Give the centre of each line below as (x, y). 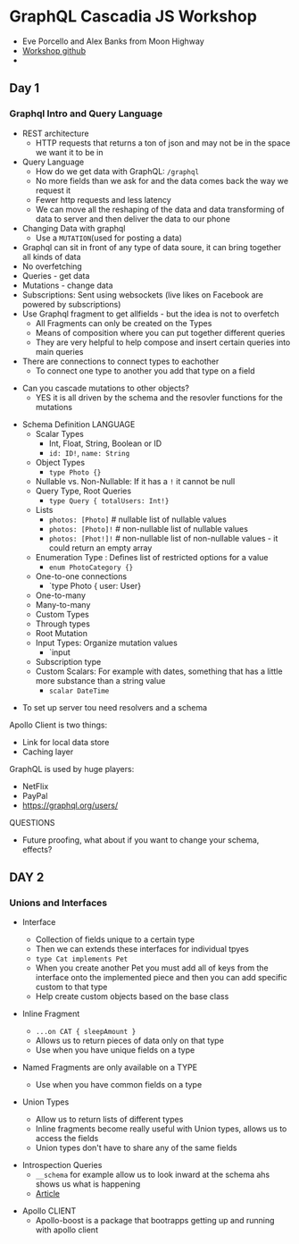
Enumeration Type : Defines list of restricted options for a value (152, 557)
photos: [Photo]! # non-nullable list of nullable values (148, 528)
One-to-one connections (81, 576)
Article (48, 1194)
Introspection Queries (62, 1165)
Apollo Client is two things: (58, 725)
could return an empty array (100, 548)
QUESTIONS (32, 822)
